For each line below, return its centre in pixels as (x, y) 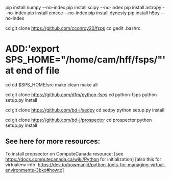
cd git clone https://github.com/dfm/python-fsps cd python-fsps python (81, 95)
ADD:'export (32, 49)
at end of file (32, 71)
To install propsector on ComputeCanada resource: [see (64, 153)
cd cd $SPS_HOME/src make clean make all (52, 84)
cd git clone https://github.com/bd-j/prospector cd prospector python (79, 120)
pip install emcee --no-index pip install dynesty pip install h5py (93, 13)
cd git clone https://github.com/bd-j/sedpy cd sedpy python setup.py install (85, 110)
